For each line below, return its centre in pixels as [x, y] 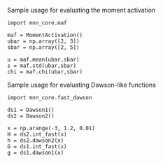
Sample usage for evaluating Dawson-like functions [81, 85]
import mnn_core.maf [37, 23]
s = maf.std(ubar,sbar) [42, 66]
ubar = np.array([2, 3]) [43, 41]
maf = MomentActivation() [45, 35]
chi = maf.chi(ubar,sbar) [45, 72]
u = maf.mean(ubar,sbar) [43, 59]
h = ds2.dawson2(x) [36, 141]
